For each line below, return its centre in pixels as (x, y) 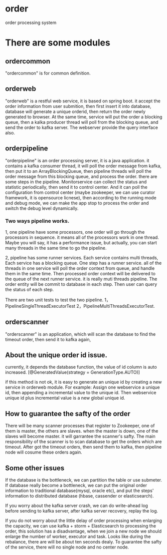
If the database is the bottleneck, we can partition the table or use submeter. (83, 480)
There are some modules (58, 43)
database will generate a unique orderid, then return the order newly (75, 111)
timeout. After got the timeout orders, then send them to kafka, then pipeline (83, 447)
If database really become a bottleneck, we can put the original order (76, 486)
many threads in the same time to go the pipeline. (56, 248)
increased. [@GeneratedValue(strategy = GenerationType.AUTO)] (73, 372)
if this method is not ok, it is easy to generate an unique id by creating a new (83, 382)
